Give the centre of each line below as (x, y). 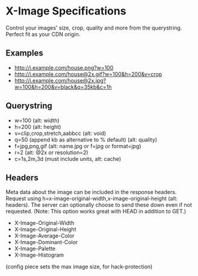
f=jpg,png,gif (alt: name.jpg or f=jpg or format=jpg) (78, 146)
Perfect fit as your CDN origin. (43, 34)
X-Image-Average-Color (44, 236)
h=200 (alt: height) (38, 127)
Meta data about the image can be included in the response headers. (91, 192)
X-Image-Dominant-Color (46, 242)
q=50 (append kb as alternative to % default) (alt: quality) (86, 139)
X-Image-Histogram (39, 255)
